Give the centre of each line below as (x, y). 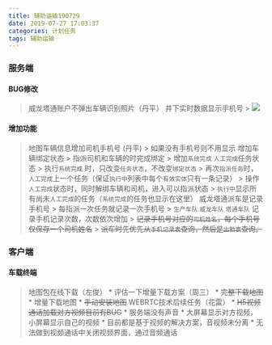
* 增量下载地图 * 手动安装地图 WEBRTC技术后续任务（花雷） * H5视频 (144, 302)
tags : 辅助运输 (32, 38)
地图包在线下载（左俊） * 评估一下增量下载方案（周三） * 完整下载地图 (146, 292)
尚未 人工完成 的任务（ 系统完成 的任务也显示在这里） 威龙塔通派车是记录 (149, 198)
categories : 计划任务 (42, 31)
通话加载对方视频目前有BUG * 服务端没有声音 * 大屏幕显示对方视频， (142, 312)
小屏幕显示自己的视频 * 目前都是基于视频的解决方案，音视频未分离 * (141, 322)
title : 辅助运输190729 (44, 16)
